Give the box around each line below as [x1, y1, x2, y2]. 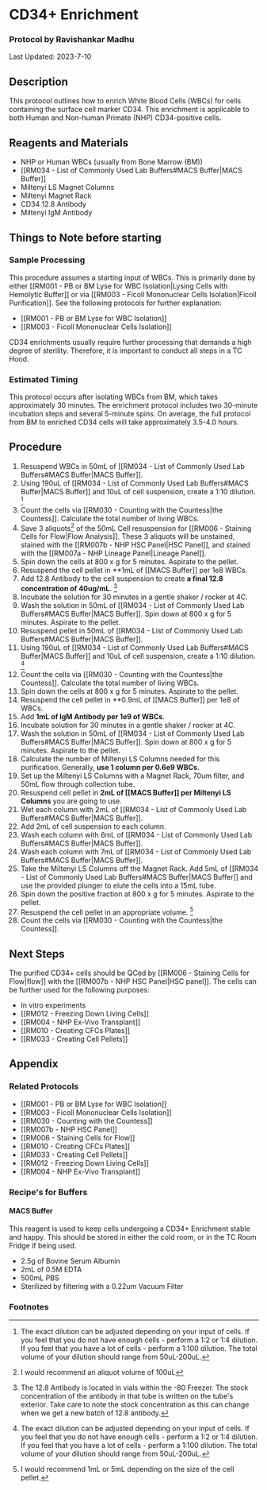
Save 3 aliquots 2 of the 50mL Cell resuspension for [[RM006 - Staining [20, 522, 252, 533]
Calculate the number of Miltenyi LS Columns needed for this [20, 753, 220, 764]
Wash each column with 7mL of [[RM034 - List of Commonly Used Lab [20, 846, 252, 856]
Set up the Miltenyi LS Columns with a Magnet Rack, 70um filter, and [20, 771, 245, 780]
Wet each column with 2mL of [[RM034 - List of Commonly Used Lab [20, 804, 247, 814]
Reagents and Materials [9, 136, 129, 149]
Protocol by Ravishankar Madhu [9, 34, 135, 45]
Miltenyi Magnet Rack [20, 191, 92, 200]
